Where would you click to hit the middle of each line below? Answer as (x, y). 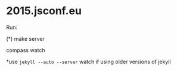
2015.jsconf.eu (44, 11)
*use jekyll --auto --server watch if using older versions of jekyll (88, 62)
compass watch (26, 50)
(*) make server (25, 38)
